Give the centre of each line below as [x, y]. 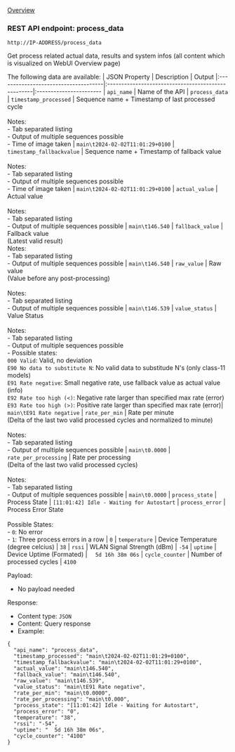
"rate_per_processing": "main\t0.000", [72, 699]
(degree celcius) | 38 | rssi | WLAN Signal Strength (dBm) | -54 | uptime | [112, 547]
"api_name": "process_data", [56, 650]
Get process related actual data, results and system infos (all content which [116, 56]
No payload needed [46, 589]
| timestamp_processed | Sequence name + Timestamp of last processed [111, 99]
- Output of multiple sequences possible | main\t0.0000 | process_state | [112, 495]
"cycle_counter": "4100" [50, 737]
